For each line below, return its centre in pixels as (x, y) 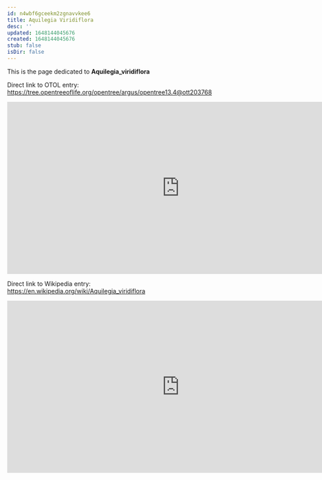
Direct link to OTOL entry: (43, 85)
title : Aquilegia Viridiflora (51, 20)
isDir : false (26, 52)
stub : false (24, 45)
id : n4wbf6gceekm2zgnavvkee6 (49, 13)
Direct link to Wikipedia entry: (49, 284)
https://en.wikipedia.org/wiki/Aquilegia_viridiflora (76, 291)
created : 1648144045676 (41, 39)
